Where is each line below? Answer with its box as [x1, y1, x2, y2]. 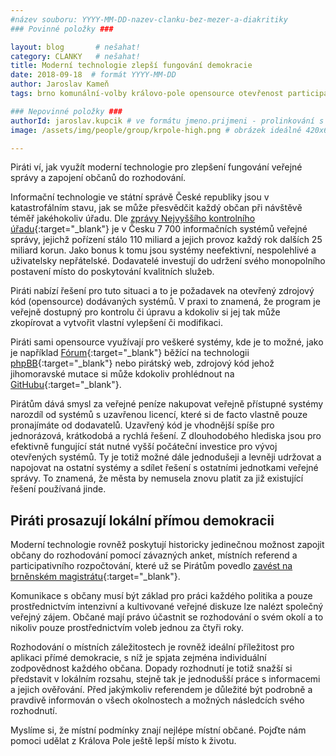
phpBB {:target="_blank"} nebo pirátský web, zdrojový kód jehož [10, 357, 275, 370]
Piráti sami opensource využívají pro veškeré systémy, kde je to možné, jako [10, 336, 324, 348]
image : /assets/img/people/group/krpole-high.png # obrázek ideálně [10, 125, 302, 135]
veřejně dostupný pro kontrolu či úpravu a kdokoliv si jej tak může [10, 306, 281, 318]
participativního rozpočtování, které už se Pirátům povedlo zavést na [10, 560, 293, 572]
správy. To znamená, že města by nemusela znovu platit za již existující [10, 472, 304, 485]
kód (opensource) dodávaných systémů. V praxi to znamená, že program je [10, 296, 321, 308]
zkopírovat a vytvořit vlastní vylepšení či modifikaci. [10, 317, 224, 329]
